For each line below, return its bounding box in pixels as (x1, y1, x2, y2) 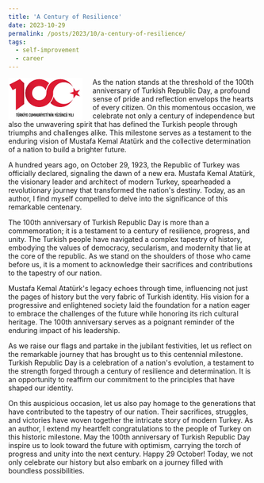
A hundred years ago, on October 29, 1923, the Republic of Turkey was (8, 160, 240, 170)
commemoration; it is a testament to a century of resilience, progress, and (8, 226, 251, 236)
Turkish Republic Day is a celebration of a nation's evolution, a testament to (8, 358, 254, 367)
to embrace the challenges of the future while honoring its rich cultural (8, 309, 239, 318)
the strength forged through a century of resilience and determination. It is (8, 366, 251, 376)
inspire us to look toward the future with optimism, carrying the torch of (8, 441, 242, 450)
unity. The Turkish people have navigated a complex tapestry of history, (8, 235, 243, 243)
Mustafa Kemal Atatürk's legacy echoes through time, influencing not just (8, 284, 248, 293)
